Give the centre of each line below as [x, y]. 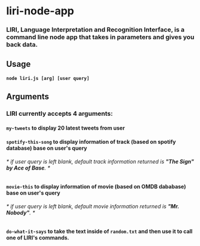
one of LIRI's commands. [38, 238]
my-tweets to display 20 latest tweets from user [66, 128]
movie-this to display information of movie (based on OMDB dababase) [96, 186]
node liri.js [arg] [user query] [48, 79]
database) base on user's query [47, 148]
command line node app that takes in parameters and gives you [100, 37]
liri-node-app [40, 11]
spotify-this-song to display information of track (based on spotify [91, 142]
